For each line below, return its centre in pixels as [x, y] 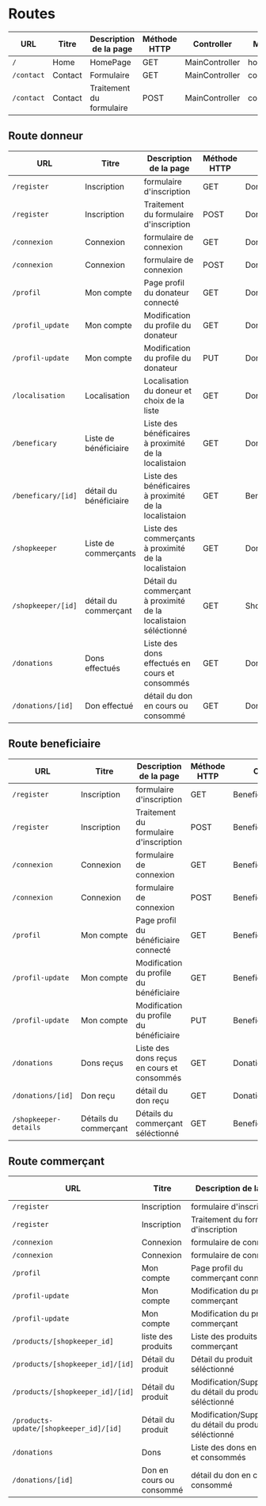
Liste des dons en [224, 1447]
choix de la [164, 400]
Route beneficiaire [55, 744]
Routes [32, 14]
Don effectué [109, 705]
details [27, 1127]
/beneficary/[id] [45, 495]
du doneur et [168, 391]
